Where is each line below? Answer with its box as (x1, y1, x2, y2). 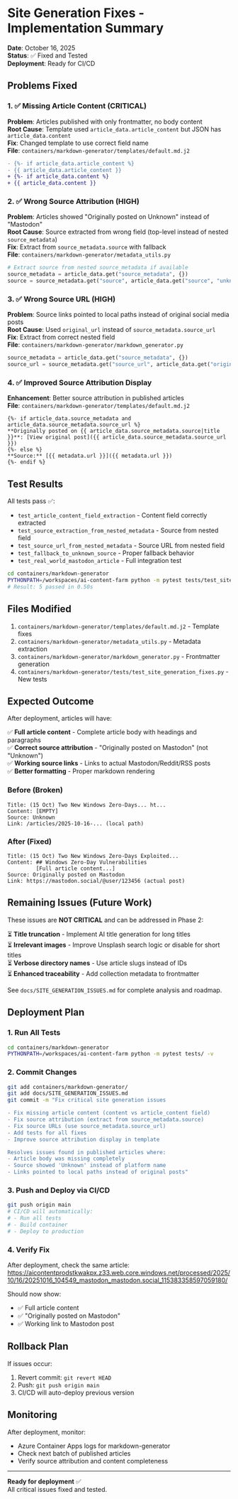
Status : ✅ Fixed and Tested (7, 51, 88, 60)
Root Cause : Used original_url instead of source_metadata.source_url (7, 326, 216, 334)
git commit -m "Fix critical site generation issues (7, 1097, 166, 1104)
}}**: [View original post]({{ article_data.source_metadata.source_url (7, 434, 227, 441)
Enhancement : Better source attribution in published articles (7, 394, 184, 402)
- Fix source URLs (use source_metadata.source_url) (7, 1122, 166, 1129)
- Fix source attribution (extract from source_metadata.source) (7, 1116, 204, 1124)
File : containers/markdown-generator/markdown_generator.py (7, 340, 184, 349)
